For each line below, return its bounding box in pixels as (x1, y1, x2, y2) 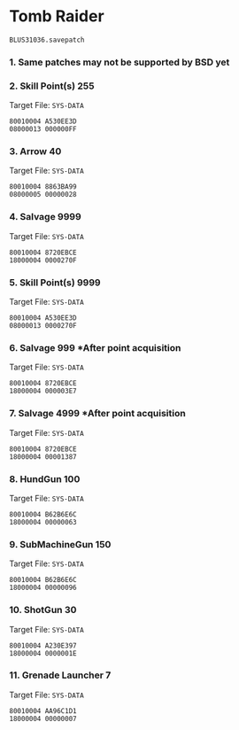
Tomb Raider (9, 6, 104, 27)
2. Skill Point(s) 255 (9, 80, 95, 92)
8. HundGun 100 (9, 472, 81, 485)
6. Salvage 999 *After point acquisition (9, 341, 181, 353)
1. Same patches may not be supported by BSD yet (9, 56, 230, 68)
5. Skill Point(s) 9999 (9, 276, 101, 289)
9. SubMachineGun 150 (9, 538, 112, 550)
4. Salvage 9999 (9, 211, 81, 223)
